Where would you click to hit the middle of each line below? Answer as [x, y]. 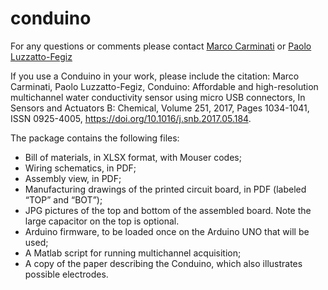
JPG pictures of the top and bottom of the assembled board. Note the [168, 210]
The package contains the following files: [95, 138]
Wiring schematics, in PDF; [80, 168]
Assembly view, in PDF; [73, 178]
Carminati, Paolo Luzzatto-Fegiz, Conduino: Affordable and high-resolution [164, 86]
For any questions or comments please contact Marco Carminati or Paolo [161, 46]
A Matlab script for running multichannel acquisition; [133, 253]
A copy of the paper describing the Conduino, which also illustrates [163, 263]
